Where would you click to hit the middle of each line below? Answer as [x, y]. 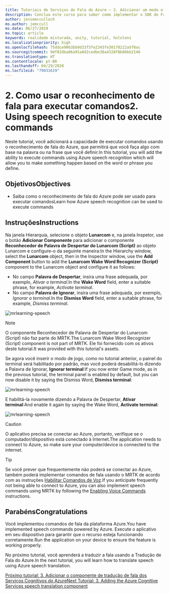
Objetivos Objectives [38, 184]
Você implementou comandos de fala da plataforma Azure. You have [76, 524]
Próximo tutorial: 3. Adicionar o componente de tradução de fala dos [76, 575]
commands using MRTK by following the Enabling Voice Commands [75, 490]
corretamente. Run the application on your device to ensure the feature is [80, 540]
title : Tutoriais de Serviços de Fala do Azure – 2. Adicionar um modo [82, 10]
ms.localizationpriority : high [38, 43]
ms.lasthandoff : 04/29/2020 [35, 66]
